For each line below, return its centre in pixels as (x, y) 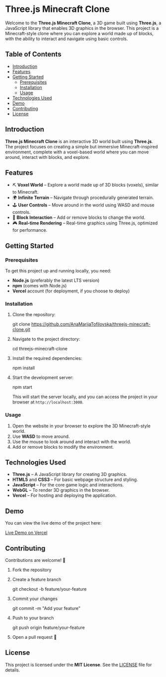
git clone (21, 324)
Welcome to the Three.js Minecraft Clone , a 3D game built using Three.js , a (83, 23)
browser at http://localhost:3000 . (48, 402)
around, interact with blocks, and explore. (48, 157)
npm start (22, 387)
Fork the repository (32, 570)
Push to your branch (33, 618)
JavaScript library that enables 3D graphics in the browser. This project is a (82, 28)
